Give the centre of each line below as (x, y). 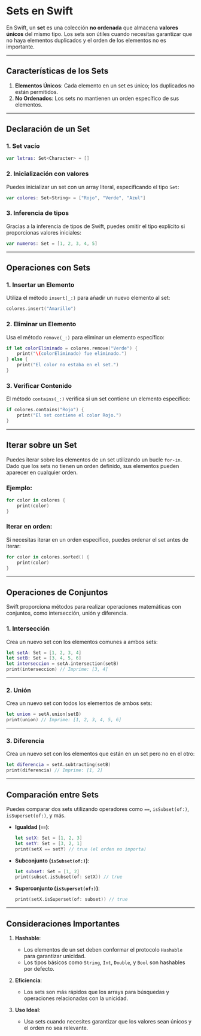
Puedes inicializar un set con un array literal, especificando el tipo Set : (93, 187)
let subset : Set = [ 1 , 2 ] (47, 871)
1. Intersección (28, 628)
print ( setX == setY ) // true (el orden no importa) (80, 849)
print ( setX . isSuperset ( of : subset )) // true (71, 900)
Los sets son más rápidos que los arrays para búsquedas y (96, 992)
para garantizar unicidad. (55, 956)
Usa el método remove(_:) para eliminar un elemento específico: (85, 337)
